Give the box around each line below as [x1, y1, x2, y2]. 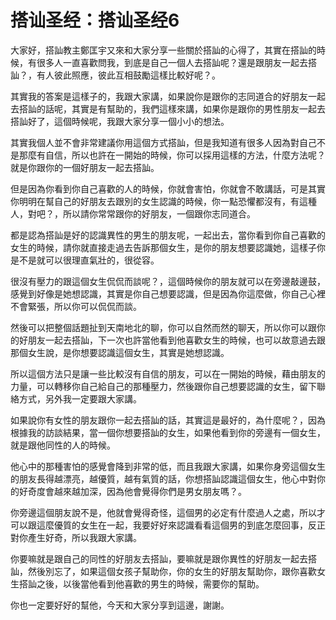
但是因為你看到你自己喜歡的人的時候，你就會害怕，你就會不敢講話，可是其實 [10, 182, 326, 195]
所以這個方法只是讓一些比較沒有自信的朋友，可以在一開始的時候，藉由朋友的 [10, 367, 326, 380]
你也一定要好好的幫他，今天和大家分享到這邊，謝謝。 [10, 599, 230, 611]
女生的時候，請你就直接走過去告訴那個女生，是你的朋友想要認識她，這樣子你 [10, 241, 326, 253]
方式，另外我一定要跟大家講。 [18, 392, 142, 405]
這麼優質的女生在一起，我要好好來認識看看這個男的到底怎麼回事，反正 [36, 519, 326, 531]
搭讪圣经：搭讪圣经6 [10, 9, 180, 32]
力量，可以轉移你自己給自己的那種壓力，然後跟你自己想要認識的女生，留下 [10, 380, 317, 392]
